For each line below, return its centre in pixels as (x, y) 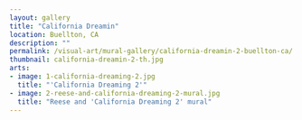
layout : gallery (40, 18)
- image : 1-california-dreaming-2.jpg (82, 77)
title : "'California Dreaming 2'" (82, 85)
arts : (19, 69)
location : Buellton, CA (54, 34)
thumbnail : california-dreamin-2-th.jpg (87, 60)
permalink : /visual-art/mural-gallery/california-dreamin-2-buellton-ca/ (151, 51)
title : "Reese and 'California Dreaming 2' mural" (115, 102)
